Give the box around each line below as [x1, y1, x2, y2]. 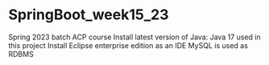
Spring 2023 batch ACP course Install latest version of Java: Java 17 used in [8, 32, 262, 42]
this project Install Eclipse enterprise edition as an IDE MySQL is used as [8, 40, 248, 50]
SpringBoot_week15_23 [8, 6, 169, 24]
